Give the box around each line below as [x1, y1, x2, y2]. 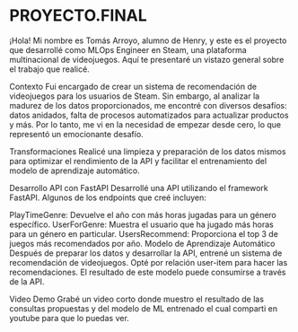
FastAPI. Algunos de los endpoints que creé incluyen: [9, 192, 206, 203]
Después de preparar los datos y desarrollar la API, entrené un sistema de [9, 248, 283, 258]
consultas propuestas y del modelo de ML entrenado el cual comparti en [9, 302, 278, 314]
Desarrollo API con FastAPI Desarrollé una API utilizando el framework [9, 182, 269, 193]
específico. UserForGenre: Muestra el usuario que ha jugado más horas [9, 219, 274, 230]
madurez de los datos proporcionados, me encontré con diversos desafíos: [9, 100, 287, 110]
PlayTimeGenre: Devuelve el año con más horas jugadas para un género [9, 209, 276, 220]
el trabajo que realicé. [9, 64, 90, 74]
